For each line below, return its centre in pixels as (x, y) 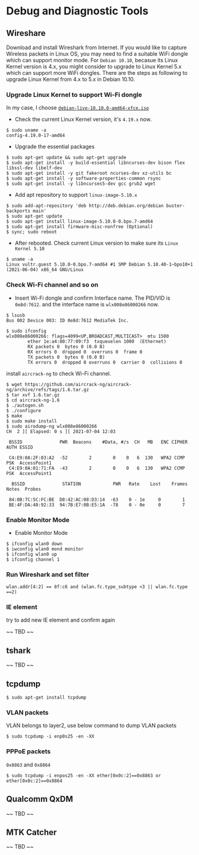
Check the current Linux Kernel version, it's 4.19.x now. (83, 119)
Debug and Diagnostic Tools (77, 11)
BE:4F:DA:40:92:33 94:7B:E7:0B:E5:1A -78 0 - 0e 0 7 (97, 505)
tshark (18, 650)
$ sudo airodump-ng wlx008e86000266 (52, 426)
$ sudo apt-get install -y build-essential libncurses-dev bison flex (96, 163)
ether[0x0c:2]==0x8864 (34, 781)
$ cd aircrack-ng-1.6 (33, 400)
